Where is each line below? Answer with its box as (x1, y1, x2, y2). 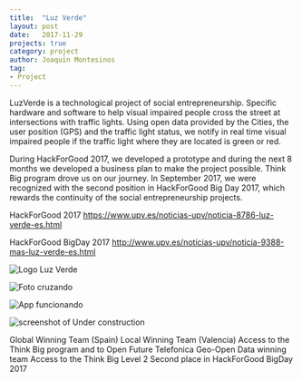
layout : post (9, 22, 59, 31)
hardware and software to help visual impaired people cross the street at (9, 106, 281, 118)
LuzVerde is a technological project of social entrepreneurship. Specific (9, 97, 278, 108)
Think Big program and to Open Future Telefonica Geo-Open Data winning (9, 344, 287, 355)
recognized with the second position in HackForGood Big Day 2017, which (9, 182, 286, 193)
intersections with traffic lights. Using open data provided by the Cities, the (9, 116, 289, 127)
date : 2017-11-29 (9, 30, 83, 39)
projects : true (9, 38, 67, 48)
